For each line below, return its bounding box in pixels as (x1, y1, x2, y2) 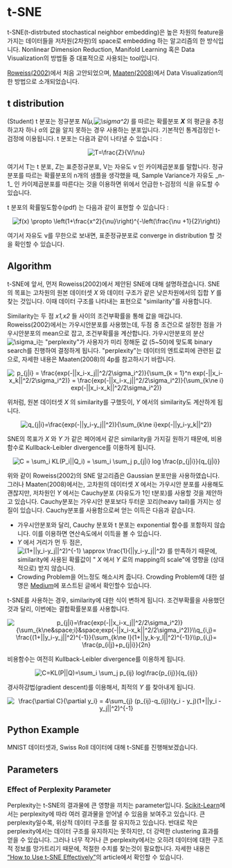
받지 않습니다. (37, 563, 75, 572)
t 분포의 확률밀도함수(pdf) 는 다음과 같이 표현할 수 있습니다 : (7, 203, 169, 211)
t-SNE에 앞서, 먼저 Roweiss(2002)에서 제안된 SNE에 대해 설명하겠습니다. (7, 280, 206, 288)
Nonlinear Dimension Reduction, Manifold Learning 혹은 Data (21, 45, 195, 53)
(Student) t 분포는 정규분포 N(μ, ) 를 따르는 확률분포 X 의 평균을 (7, 117, 211, 125)
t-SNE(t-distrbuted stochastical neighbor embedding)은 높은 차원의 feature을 (7, 28, 224, 36)
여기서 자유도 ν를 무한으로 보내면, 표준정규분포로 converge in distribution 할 (7, 231, 215, 239)
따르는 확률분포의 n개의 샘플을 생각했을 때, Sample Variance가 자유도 (25, 171, 214, 179)
